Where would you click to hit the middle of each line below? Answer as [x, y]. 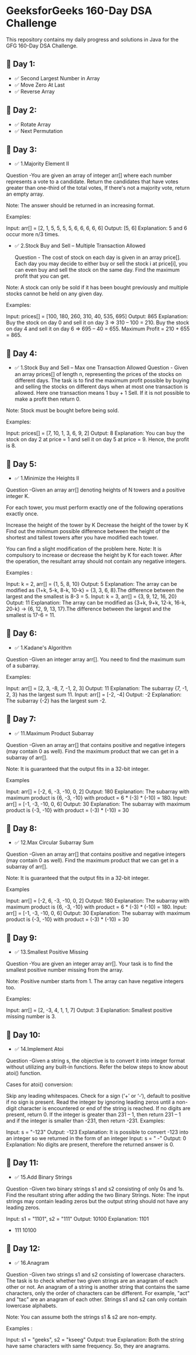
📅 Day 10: [23, 1035]
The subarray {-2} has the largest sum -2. [56, 701]
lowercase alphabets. [32, 1305]
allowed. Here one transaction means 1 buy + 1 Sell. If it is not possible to [102, 393]
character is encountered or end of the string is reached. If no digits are [104, 1108]
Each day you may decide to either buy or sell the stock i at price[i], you [101, 264]
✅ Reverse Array [35, 91]
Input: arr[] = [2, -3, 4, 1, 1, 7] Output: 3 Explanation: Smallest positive [89, 1010]
